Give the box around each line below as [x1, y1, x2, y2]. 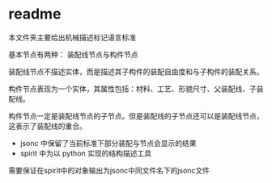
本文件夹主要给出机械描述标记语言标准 [8, 32, 136, 42]
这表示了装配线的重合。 [8, 121, 87, 131]
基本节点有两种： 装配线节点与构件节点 [8, 49, 138, 59]
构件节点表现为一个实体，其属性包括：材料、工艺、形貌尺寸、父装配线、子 [8, 84, 257, 94]
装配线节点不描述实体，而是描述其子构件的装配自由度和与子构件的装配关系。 [8, 66, 264, 77]
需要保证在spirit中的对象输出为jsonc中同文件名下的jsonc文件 [8, 165, 210, 175]
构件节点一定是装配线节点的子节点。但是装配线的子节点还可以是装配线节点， [8, 110, 264, 121]
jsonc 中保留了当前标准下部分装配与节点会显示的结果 [19, 138, 197, 148]
